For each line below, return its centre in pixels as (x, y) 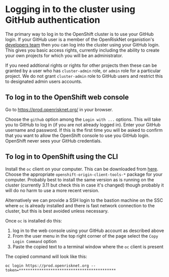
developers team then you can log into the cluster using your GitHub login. (82, 44)
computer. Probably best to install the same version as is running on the (80, 179)
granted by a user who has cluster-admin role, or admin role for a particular (83, 71)
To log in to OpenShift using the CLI (62, 157)
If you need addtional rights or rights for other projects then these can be (81, 65)
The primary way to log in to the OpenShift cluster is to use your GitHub (79, 34)
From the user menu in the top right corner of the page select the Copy (85, 236)
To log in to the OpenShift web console (67, 97)
